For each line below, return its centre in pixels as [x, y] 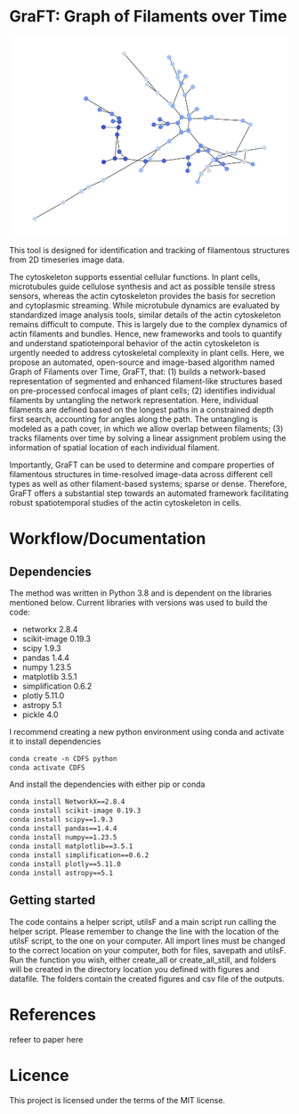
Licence [39, 1075]
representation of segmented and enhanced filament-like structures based [146, 382]
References [53, 1015]
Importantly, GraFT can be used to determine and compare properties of [142, 465]
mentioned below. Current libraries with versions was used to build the [138, 603]
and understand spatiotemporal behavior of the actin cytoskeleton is [134, 343]
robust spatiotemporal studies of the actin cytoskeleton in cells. [125, 503]
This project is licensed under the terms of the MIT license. [117, 1100]
